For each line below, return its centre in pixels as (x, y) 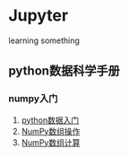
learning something (44, 40)
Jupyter (39, 16)
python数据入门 (50, 120)
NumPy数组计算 (51, 142)
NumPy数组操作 (51, 131)
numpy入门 (33, 99)
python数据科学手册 (64, 71)
